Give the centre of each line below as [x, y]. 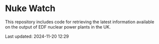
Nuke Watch [30, 8]
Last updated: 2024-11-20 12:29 [37, 36]
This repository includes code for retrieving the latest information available [80, 22]
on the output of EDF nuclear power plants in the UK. [58, 27]
